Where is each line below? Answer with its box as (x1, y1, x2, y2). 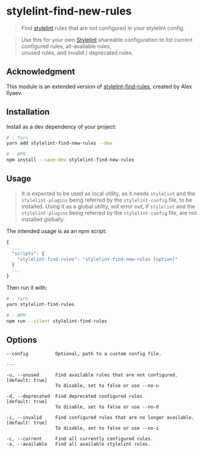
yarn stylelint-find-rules (6, 301, 75, 307)
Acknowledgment (6, 67, 75, 77)
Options (6, 335, 38, 345)
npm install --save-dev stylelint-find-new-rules (6, 157, 135, 163)
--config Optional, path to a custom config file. (6, 351, 162, 357)
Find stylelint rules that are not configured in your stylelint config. (21, 24, 185, 32)
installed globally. (21, 216, 65, 223)
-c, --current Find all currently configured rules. (6, 436, 154, 442)
